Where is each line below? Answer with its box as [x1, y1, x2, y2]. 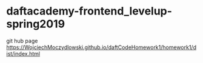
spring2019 [6, 17, 65, 31]
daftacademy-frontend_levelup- [6, 4, 173, 18]
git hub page [6, 37, 38, 44]
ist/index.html [6, 50, 41, 57]
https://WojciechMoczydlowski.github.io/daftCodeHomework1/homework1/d [6, 44, 197, 51]
